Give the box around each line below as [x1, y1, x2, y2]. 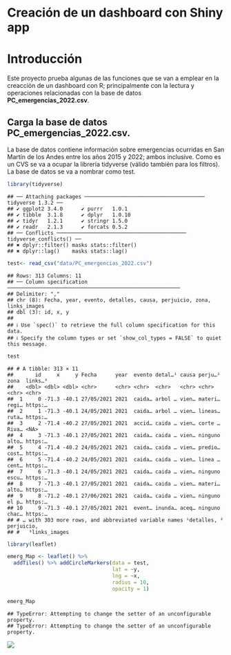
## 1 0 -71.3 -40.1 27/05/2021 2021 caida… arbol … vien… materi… [7, 396, 221, 403]
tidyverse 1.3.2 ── [7, 199, 63, 206]
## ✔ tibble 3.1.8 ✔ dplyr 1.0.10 [7, 211, 131, 219]
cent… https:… [7, 462, 48, 469]
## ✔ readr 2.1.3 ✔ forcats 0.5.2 [7, 223, 128, 230]
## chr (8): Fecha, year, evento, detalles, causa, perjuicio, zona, [7, 296, 212, 304]
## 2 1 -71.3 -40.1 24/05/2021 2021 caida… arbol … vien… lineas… [7, 407, 221, 414]
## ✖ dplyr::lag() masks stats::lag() [7, 248, 128, 255]
